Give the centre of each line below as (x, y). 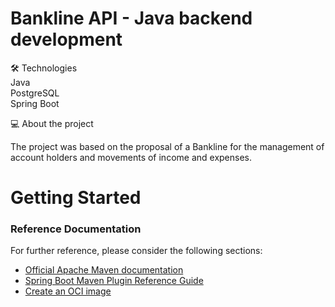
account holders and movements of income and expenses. (131, 157)
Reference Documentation (76, 229)
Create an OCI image (68, 291)
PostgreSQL (35, 93)
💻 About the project (52, 123)
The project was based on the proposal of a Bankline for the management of (167, 146)
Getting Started (76, 198)
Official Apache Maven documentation (104, 270)
